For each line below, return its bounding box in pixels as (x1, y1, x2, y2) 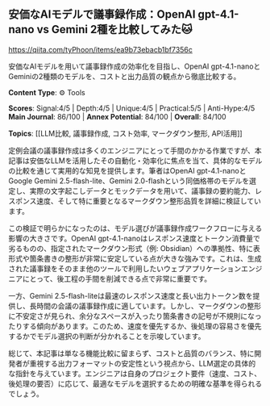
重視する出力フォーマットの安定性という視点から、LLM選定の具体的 (29, 358, 256, 368)
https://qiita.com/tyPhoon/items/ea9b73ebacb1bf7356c (8, 44, 193, 54)
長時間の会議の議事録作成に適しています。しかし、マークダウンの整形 (29, 301, 262, 311)
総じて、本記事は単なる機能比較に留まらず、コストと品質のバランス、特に (8, 348, 255, 358)
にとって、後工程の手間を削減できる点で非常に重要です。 (22, 274, 212, 283)
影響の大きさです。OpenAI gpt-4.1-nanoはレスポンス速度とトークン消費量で (8, 233, 260, 243)
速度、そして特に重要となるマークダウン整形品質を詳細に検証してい (35, 196, 262, 206)
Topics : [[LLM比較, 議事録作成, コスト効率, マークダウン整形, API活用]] (8, 128, 243, 138)
